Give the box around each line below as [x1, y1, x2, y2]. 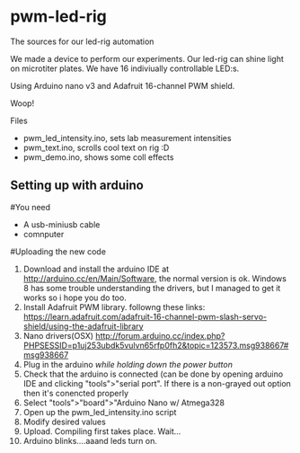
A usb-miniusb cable [22, 218, 101, 230]
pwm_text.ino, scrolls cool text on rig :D [22, 142, 170, 153]
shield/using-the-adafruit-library [22, 321, 144, 332]
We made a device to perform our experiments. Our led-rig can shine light [10, 53, 284, 64]
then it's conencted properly [22, 387, 129, 398]
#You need [10, 201, 51, 212]
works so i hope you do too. [22, 292, 127, 303]
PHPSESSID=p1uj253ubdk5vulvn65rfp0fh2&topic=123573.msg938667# [22, 340, 289, 351]
